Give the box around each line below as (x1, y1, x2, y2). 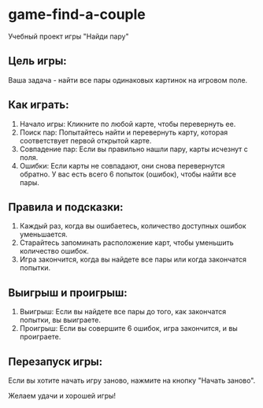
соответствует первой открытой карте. (19, 135, 152, 145)
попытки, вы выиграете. (19, 315, 101, 325)
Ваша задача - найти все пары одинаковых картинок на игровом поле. (8, 75, 248, 84)
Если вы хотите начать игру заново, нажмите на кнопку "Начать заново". (8, 376, 256, 385)
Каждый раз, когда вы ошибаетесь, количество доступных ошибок (19, 221, 246, 231)
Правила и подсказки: (8, 200, 124, 213)
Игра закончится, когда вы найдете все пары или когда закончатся (19, 254, 246, 265)
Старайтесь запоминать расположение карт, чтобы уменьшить (19, 238, 234, 247)
